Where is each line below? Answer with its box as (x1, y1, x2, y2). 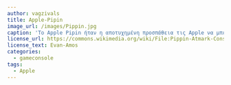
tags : (7, 61, 23, 68)
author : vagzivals (7, 10, 60, 17)
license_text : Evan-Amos (7, 42, 78, 49)
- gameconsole (13, 55, 54, 62)
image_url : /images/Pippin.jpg (7, 23, 97, 29)
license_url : (7, 36, 45, 42)
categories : (7, 49, 41, 56)
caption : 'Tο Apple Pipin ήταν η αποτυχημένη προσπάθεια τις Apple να (7, 29, 214, 36)
